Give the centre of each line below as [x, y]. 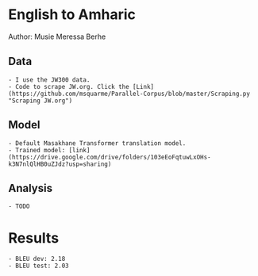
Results [34, 238]
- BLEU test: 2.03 [39, 266]
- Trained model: [37, 150]
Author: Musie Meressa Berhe [57, 36]
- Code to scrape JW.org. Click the [69, 86]
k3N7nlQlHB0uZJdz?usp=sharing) [60, 164]
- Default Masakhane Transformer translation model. [97, 143]
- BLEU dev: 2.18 [37, 259]
